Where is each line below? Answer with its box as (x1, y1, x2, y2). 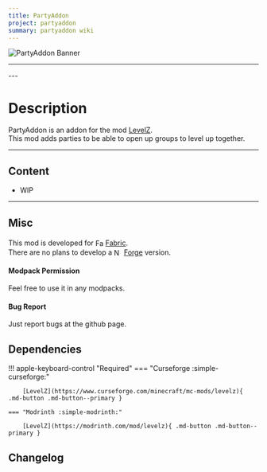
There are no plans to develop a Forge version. (8, 248, 172, 257)
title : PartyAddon (8, 11, 69, 20)
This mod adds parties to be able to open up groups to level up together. (8, 134, 246, 143)
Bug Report (8, 302, 47, 311)
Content (8, 164, 50, 177)
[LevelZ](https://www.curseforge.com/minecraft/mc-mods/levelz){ (22, 388, 244, 396)
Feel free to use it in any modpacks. (8, 283, 126, 293)
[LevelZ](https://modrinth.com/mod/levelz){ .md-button (22, 423, 212, 431)
